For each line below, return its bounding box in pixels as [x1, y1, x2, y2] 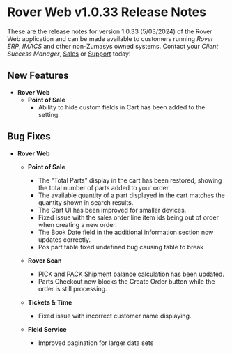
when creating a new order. [38, 220, 117, 229]
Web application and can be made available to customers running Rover [7, 34, 214, 43]
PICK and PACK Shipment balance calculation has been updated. [38, 270, 225, 278]
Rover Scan [27, 256, 62, 265]
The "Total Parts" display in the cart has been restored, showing [38, 176, 222, 185]
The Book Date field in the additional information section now [38, 228, 214, 236]
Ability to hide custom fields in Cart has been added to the [38, 102, 206, 111]
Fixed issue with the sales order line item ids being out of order [38, 213, 219, 222]
